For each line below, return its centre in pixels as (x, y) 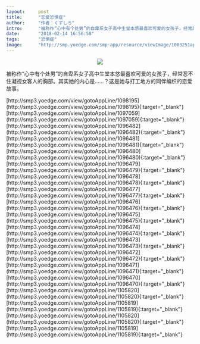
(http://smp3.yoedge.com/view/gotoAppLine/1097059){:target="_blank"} (95, 119)
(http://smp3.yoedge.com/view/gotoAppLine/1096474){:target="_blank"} (96, 233)
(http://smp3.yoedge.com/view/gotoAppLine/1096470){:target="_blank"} (96, 284)
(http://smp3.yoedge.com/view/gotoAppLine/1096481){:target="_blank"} (95, 145)
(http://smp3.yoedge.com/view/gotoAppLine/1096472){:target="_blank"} (96, 258)
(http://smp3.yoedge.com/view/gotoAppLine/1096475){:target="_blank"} (96, 220)
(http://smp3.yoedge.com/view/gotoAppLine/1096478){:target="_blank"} (96, 183)
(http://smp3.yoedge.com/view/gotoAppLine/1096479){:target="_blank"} (96, 170)
